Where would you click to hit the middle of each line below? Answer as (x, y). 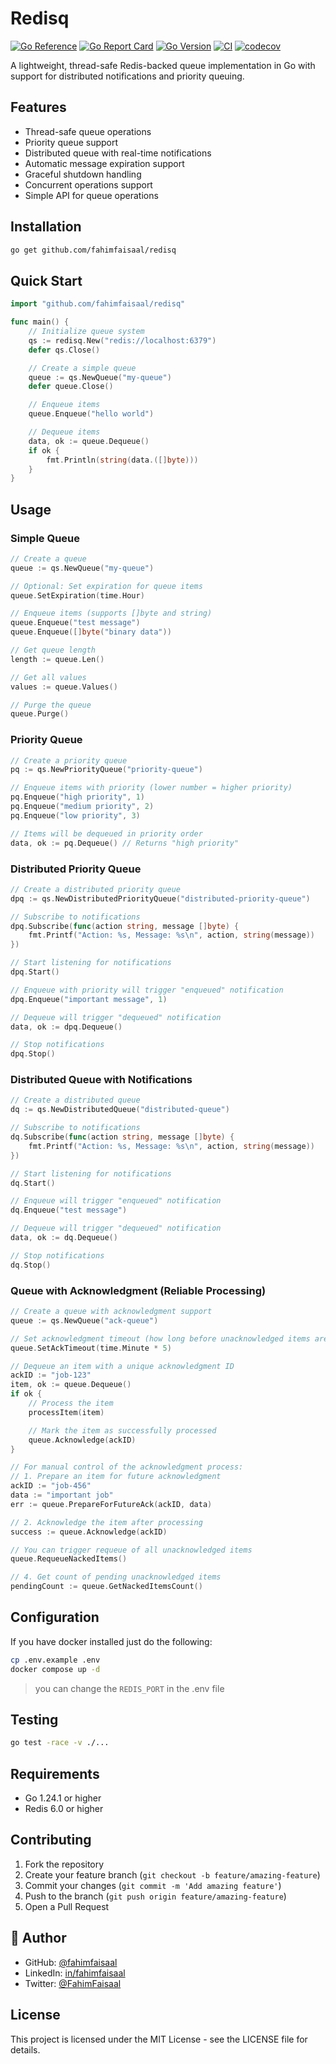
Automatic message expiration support (104, 163)
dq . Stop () (31, 1265)
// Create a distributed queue (75, 1100)
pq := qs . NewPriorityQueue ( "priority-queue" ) (106, 770)
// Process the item (71, 1403)
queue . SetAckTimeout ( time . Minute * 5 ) (91, 1348)
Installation (46, 227)
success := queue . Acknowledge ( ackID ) (89, 1532)
